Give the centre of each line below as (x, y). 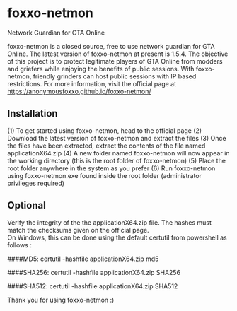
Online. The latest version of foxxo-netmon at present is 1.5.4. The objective (118, 54)
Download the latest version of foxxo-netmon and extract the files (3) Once (117, 138)
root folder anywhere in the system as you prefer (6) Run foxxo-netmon (111, 168)
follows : (19, 245)
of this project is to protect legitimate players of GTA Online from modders (115, 61)
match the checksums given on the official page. (79, 230)
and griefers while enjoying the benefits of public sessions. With (101, 69)
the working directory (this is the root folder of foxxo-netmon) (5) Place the (117, 160)
